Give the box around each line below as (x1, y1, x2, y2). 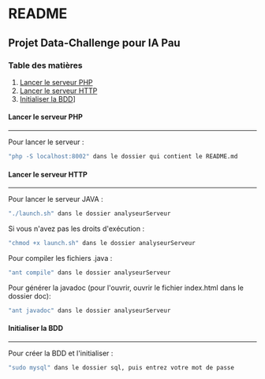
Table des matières (8, 60, 83, 71)
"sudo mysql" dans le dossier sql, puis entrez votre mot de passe (8, 363, 235, 371)
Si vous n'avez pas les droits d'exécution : (8, 224, 144, 233)
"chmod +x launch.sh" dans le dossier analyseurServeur (8, 240, 196, 247)
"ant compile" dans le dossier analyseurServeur (8, 269, 171, 277)
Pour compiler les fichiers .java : (8, 253, 113, 262)
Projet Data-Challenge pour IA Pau (8, 36, 181, 50)
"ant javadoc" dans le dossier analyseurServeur (8, 307, 171, 314)
